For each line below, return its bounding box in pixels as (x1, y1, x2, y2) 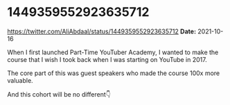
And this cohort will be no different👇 (7, 90, 111, 98)
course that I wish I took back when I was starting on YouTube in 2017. (7, 55, 207, 63)
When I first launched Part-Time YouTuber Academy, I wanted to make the (7, 48, 219, 56)
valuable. (7, 76, 33, 84)
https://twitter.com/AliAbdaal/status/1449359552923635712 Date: (7, 27, 196, 35)
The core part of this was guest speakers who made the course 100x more (7, 69, 220, 77)
